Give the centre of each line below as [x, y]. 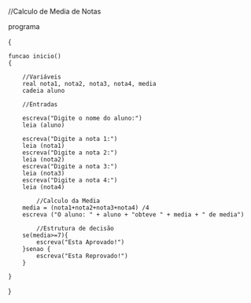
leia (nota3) [44, 173]
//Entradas [40, 105]
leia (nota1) [44, 146]
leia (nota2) [44, 160]
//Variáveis [42, 77]
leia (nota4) [44, 187]
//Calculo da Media [68, 201]
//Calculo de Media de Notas [55, 11]
